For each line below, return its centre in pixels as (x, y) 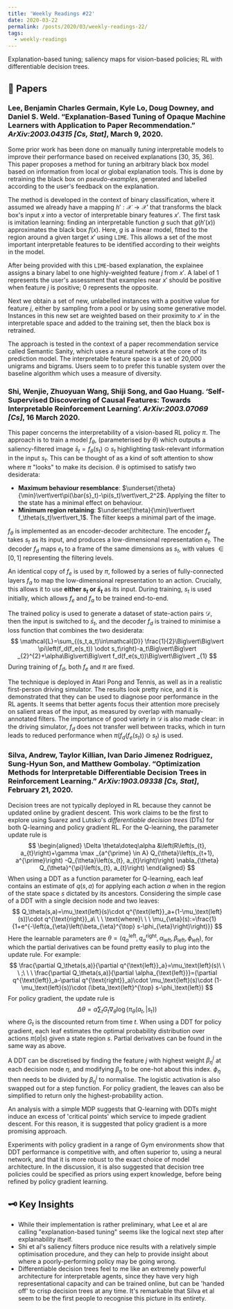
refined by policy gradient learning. (58, 1182)
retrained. (22, 330)
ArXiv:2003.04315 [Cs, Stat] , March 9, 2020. (86, 134)
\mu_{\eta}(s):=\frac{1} (184, 919)
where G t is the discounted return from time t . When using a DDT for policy (115, 1023)
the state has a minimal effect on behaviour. (80, 502)
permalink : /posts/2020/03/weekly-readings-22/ (78, 26)
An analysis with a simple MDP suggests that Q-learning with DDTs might (112, 1109)
